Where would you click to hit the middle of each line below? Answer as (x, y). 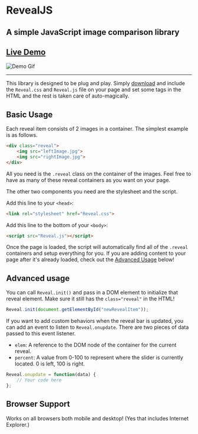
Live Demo (26, 52)
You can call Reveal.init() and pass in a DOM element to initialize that (92, 293)
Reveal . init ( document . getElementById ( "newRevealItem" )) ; (77, 310)
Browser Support (38, 404)
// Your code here (39, 380)
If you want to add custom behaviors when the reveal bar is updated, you (95, 321)
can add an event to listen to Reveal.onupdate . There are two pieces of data (98, 327)
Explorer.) (18, 425)
